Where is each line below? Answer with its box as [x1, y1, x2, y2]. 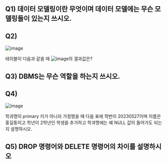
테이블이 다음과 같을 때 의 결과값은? [5, 56, 93, 62]
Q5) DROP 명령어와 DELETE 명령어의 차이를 [5, 142, 136, 151]
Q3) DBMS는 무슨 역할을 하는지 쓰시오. [5, 72, 120, 80]
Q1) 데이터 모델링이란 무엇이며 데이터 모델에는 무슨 [5, 5, 153, 14]
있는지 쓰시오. [31, 14, 72, 23]
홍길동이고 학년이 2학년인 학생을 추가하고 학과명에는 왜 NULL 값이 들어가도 [5, 119, 153, 126]
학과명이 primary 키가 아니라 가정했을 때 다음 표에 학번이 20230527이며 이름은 [5, 113, 161, 119]
